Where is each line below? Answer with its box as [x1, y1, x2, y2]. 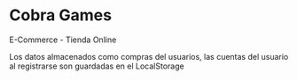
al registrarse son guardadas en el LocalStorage [9, 61, 184, 71]
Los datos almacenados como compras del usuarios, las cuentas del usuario [9, 51, 289, 62]
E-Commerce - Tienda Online [9, 34, 117, 45]
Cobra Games [9, 5, 113, 25]
